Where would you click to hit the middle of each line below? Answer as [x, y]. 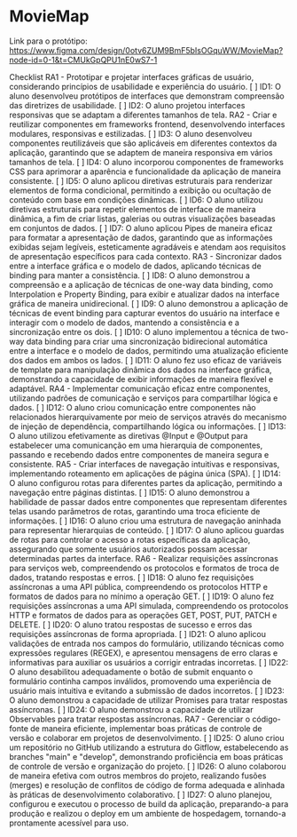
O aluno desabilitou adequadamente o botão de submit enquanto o [131, 672]
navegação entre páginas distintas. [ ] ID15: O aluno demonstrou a [129, 492]
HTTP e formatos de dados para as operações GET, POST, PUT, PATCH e [143, 615]
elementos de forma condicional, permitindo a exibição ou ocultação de [141, 190]
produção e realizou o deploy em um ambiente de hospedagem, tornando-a [148, 813]
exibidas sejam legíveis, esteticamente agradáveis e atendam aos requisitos [148, 247]
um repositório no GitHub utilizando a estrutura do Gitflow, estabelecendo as [149, 747]
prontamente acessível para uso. [69, 823]
